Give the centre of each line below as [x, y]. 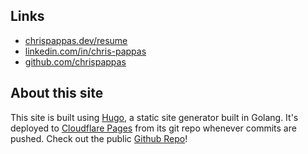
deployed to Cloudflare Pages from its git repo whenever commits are [153, 128]
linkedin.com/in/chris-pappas [85, 51]
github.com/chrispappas [75, 61]
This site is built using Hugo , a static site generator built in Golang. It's [154, 117]
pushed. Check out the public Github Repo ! [99, 138]
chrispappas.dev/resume [76, 40]
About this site [57, 93]
